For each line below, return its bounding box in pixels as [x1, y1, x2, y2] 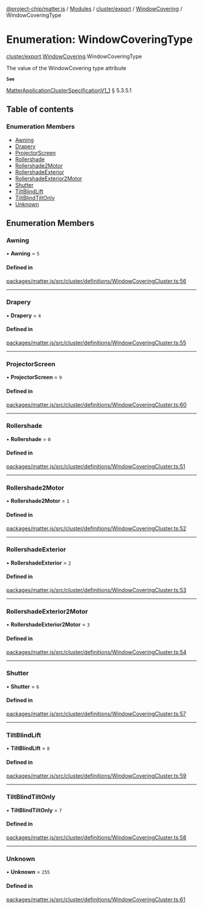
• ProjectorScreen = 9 [6, 373, 62, 381]
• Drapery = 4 [6, 312, 41, 319]
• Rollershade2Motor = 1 [6, 497, 69, 505]
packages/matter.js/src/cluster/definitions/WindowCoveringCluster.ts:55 [6, 339, 187, 347]
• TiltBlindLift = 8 [6, 744, 50, 752]
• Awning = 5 [6, 250, 40, 257]
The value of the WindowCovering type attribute [6, 64, 127, 71]
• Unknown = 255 [6, 868, 50, 876]
